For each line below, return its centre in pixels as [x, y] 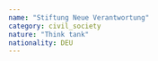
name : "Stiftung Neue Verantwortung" [79, 17]
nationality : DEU [41, 43]
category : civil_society [55, 26]
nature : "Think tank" [49, 34]
